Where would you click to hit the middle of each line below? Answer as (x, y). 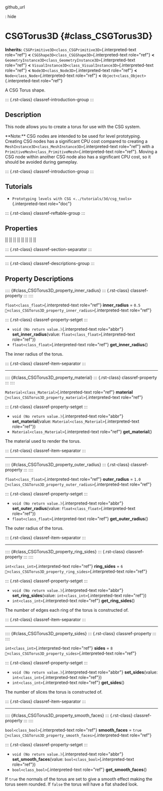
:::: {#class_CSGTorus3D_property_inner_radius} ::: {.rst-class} (67, 291)
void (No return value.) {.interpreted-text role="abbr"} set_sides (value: (85, 672)
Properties (21, 228)
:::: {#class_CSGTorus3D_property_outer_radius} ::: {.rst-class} (67, 465)
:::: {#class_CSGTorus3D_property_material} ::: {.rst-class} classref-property (81, 377)
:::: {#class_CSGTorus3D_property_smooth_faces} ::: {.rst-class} (69, 716)
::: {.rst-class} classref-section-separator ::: (49, 249)
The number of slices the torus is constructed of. (54, 692)
